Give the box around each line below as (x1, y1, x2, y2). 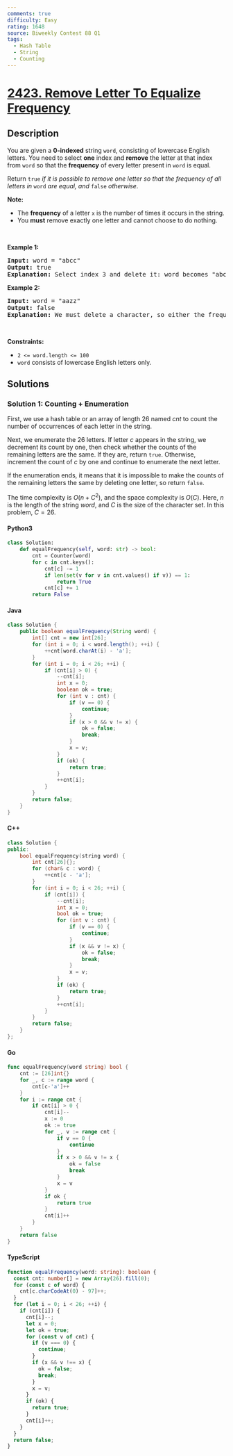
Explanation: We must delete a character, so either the (7, 311, 205, 318)
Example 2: (7, 283, 40, 292)
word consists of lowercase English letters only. (17, 358, 152, 366)
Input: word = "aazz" (7, 297, 81, 304)
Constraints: (7, 337, 44, 345)
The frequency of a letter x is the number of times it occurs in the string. (17, 208, 225, 217)
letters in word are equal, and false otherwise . (7, 181, 139, 190)
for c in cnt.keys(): (32, 559, 95, 566)
